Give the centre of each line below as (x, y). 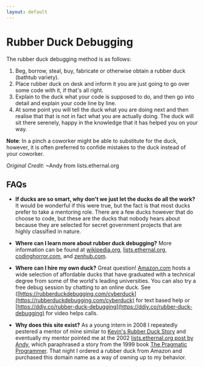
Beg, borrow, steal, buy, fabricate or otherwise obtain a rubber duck (100, 71)
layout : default (27, 12)
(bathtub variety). (37, 77)
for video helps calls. (72, 313)
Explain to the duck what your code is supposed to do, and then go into (105, 96)
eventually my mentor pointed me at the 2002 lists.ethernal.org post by (104, 338)
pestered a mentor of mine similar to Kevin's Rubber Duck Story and (100, 332)
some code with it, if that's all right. (59, 90)
